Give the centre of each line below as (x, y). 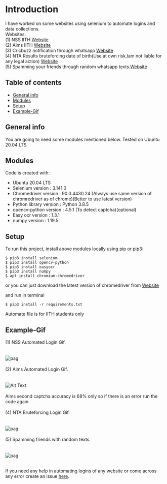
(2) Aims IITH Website (28, 45)
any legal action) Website (32, 61)
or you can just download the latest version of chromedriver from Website (82, 285)
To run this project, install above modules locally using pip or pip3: (74, 249)
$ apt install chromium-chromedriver (45, 276)
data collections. (23, 28)
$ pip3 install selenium (31, 258)
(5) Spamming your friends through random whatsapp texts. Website (76, 67)
